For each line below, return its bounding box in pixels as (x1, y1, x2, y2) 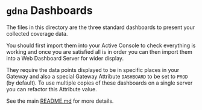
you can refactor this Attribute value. (6, 85, 98, 92)
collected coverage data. (6, 30, 68, 37)
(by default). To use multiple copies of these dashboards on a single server (6, 79, 193, 86)
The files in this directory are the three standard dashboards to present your (6, 24, 195, 31)
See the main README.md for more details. (6, 97, 114, 105)
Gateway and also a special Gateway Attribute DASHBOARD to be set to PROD (6, 73, 188, 80)
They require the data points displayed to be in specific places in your (6, 66, 180, 73)
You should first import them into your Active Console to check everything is (6, 42, 196, 49)
